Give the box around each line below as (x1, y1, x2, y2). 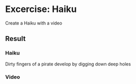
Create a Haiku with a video (5, 20, 63, 26)
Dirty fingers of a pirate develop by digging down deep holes (5, 61, 131, 67)
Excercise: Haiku (5, 3, 77, 15)
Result (5, 34, 26, 43)
